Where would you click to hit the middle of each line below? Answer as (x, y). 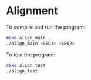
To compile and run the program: (46, 27)
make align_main (26, 38)
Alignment (32, 11)
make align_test (26, 65)
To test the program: (31, 55)
